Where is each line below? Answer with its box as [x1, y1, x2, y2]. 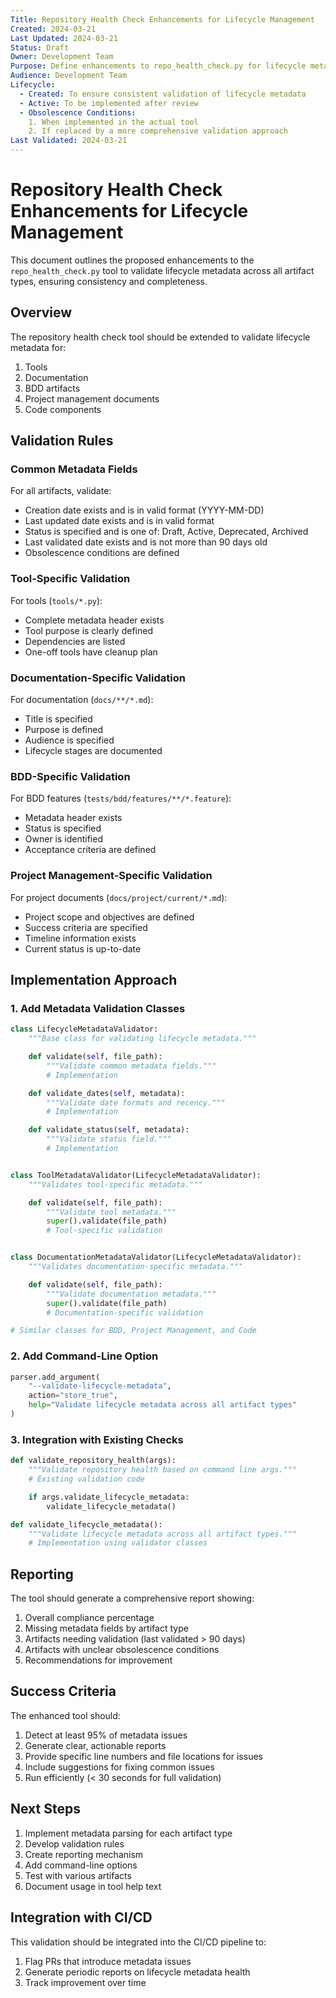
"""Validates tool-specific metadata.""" [28, 1179, 203, 1190]
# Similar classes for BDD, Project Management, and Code [10, 1326, 257, 1336]
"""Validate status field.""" [46, 1134, 172, 1145]
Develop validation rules [24, 1837, 125, 1850]
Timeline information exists [24, 932, 137, 944]
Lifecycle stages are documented [24, 745, 163, 757]
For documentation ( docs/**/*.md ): [10, 694, 154, 706]
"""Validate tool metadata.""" [46, 1207, 177, 1217]
